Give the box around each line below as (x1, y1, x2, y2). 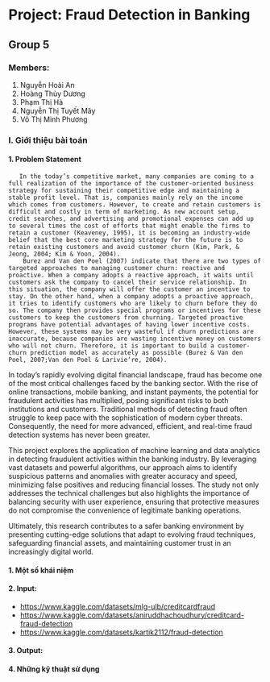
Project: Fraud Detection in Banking (8, 6, 251, 24)
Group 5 (8, 38, 50, 52)
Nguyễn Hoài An (19, 80, 75, 89)
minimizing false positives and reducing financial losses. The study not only (8, 480, 260, 489)
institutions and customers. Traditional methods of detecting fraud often (8, 405, 247, 414)
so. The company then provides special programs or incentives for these (8, 306, 262, 314)
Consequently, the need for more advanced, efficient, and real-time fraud (8, 422, 252, 430)
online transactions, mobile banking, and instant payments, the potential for (8, 387, 260, 397)
